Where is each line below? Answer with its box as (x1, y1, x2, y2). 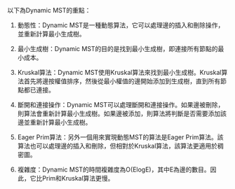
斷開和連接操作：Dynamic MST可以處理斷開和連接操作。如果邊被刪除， (17, 101, 224, 108)
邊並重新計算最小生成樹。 (17, 118, 92, 126)
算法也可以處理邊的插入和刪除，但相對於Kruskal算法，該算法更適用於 (17, 142, 218, 150)
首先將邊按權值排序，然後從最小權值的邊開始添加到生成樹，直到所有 (23, 77, 221, 85)
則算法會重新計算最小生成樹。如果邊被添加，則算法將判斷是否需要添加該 (17, 109, 227, 118)
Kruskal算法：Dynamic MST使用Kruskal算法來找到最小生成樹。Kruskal (17, 69, 222, 76)
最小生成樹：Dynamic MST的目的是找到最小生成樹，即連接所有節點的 (17, 45, 219, 52)
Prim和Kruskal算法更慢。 (41, 174, 114, 182)
